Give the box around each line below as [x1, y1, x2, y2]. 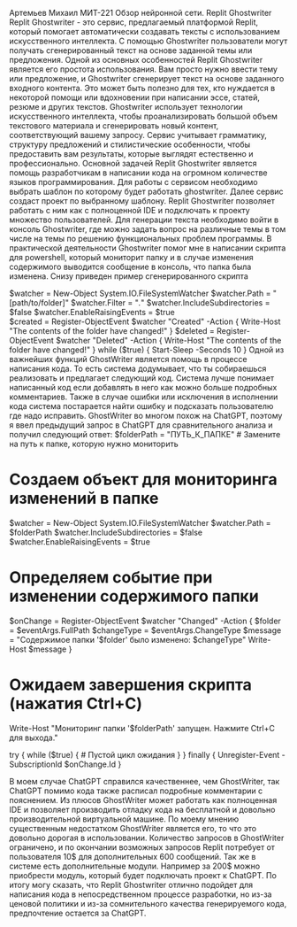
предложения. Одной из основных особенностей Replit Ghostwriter [9, 55, 263, 65]
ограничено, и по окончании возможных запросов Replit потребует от [9, 841, 276, 853]
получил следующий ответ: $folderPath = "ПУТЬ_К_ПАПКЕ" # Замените [9, 429, 281, 439]
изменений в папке [9, 489, 159, 508]
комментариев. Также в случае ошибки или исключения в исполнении [9, 391, 278, 402]
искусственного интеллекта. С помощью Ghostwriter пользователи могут [9, 35, 288, 46]
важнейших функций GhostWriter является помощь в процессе [9, 354, 247, 364]
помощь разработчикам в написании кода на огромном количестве [9, 167, 268, 178]
